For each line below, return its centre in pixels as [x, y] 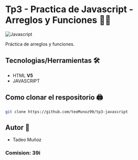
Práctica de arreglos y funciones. [40, 44]
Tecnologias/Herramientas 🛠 [53, 61]
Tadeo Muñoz [27, 140]
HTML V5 [23, 75]
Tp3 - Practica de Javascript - [69, 9]
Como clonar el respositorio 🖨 [54, 98]
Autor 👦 [18, 127]
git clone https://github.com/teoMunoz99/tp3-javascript [67, 112]
